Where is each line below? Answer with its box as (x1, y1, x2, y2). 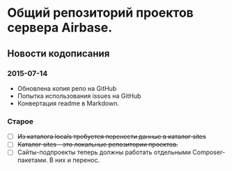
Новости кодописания (7, 47, 110, 59)
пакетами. (17, 156, 48, 165)
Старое (7, 117, 33, 126)
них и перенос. (54, 156, 100, 165)
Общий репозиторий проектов (7, 5, 194, 21)
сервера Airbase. (7, 20, 113, 36)
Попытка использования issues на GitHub (17, 91, 141, 100)
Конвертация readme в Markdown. (17, 99, 120, 107)
